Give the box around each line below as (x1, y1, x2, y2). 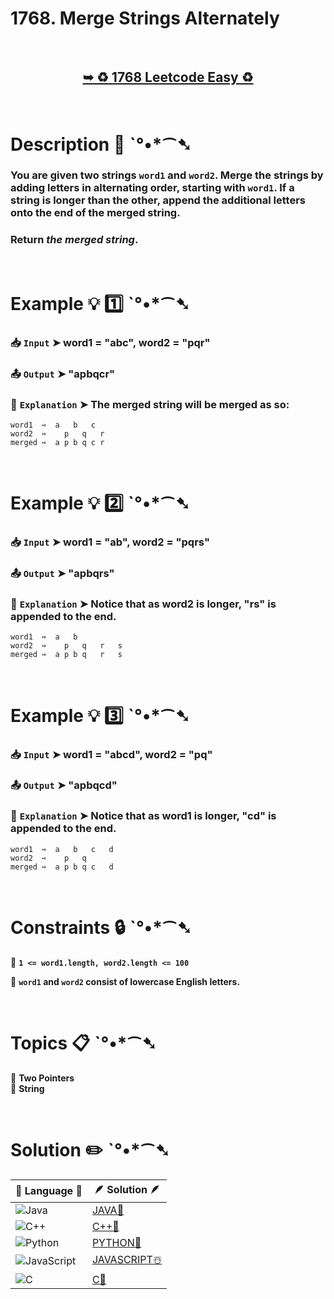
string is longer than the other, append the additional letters (10, 193, 307, 207)
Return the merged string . (10, 233, 139, 247)
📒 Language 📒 (15, 1184, 83, 1198)
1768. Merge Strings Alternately (10, 7, 280, 30)
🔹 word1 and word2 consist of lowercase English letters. (10, 975, 241, 987)
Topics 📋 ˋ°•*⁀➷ (10, 1032, 157, 1054)
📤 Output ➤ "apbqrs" (10, 567, 115, 581)
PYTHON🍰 (91, 1235, 142, 1249)
